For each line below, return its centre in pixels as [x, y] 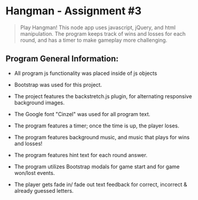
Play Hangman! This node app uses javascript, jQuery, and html [98, 27]
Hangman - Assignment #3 [74, 11]
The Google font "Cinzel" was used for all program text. [82, 114]
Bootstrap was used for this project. [58, 85]
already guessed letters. [44, 190]
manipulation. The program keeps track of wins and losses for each [103, 33]
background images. [39, 102]
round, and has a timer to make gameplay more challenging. [94, 40]
